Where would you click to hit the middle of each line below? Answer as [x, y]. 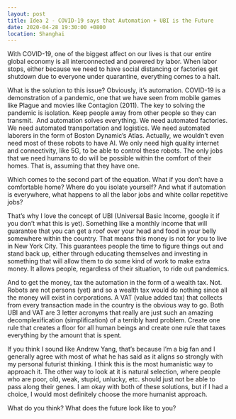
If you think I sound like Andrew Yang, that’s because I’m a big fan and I [111, 349]
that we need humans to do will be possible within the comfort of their [109, 158]
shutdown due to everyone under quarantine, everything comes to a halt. [114, 77]
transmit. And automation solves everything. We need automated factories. [118, 121]
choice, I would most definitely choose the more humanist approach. [107, 394]
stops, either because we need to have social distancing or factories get [113, 69]
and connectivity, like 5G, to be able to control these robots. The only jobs [115, 151]
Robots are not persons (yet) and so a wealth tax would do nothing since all [118, 290]
